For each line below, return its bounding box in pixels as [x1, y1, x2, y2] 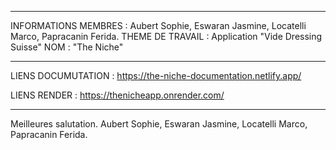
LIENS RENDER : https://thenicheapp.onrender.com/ [10, 89, 225, 101]
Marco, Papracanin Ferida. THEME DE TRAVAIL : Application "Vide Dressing [10, 31, 323, 42]
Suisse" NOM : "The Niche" [10, 41, 124, 53]
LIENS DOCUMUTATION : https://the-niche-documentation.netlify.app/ [10, 70, 302, 81]
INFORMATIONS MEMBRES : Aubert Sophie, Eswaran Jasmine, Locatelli [10, 20, 307, 31]
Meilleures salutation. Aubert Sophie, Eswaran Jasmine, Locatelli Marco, [10, 118, 308, 130]
